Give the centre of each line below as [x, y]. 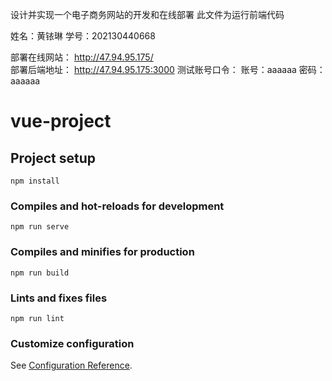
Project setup [53, 158]
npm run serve [40, 227]
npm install [35, 181]
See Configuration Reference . [71, 365]
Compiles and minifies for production [102, 252]
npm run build [40, 273]
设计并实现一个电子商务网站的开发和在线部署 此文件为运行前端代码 [147, 14]
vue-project [61, 121]
